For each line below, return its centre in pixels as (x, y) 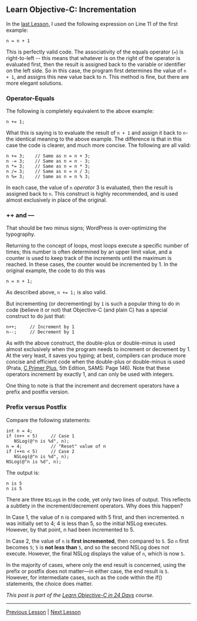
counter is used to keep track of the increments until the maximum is (89, 258)
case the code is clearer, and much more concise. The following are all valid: (98, 145)
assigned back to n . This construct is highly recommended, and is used (92, 194)
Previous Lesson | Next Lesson (43, 612)
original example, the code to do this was (56, 271)
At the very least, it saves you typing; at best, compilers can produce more (96, 356)
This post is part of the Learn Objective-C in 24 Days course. (80, 595)
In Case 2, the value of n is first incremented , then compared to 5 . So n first (98, 541)
